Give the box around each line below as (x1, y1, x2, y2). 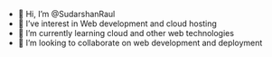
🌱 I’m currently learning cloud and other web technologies (17, 28, 235, 38)
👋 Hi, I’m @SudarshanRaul (17, 9, 116, 19)
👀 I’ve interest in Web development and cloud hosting (17, 18, 217, 29)
